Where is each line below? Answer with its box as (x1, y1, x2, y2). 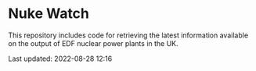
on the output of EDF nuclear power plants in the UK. (8, 38, 178, 48)
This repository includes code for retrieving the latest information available (8, 30, 249, 40)
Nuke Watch (8, 5, 90, 23)
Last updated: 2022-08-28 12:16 (8, 54, 113, 63)
